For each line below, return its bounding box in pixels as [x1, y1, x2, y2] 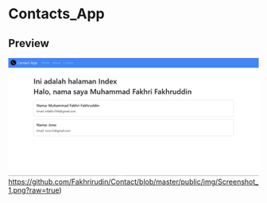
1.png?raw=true [8, 185, 60, 195]
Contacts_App [8, 5, 105, 23]
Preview [8, 37, 50, 50]
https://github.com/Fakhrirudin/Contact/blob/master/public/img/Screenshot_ [8, 177, 259, 187]
